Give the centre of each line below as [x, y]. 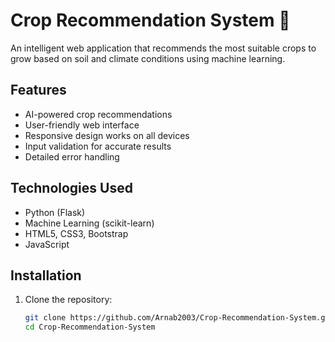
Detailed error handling [72, 156]
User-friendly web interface [82, 125]
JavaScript [47, 244]
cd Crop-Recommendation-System [90, 327]
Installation [46, 275]
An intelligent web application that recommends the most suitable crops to [163, 48]
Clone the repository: [68, 300]
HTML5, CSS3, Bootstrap [76, 233]
